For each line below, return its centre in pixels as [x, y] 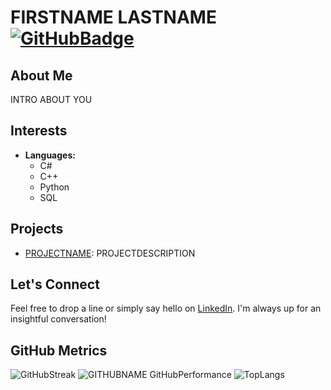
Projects [37, 229]
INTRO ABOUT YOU [51, 99]
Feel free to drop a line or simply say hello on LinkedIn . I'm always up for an [166, 308]
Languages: [50, 155]
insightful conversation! [58, 319]
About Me [41, 75]
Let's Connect [55, 284]
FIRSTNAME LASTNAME [113, 17]
